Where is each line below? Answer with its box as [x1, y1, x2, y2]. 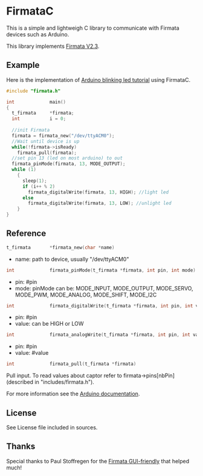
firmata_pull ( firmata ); [17, 150, 77, 156]
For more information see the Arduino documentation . [6, 390, 140, 398]
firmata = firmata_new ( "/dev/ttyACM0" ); [11, 132, 115, 139]
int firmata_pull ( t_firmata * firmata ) [6, 361, 137, 367]
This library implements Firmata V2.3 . [6, 42, 100, 50]
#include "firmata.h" [6, 88, 61, 94]
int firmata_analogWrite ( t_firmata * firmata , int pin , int [6, 332, 190, 338]
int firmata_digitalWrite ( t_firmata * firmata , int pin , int [6, 303, 193, 309]
